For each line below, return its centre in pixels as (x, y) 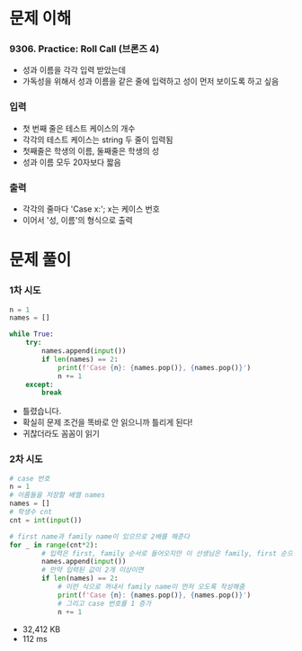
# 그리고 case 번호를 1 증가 (104, 603)
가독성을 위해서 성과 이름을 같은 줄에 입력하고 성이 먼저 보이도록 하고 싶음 (151, 81)
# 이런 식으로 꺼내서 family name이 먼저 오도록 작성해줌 (151, 587)
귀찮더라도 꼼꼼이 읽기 (61, 434)
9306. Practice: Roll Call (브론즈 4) (84, 49)
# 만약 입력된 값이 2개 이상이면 (93, 570)
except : (40, 384)
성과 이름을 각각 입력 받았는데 (74, 70)
